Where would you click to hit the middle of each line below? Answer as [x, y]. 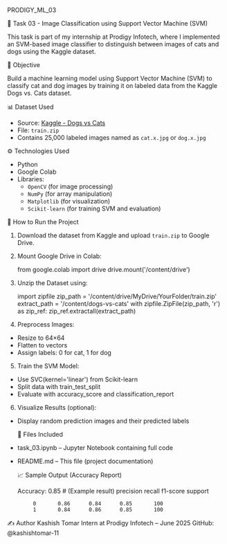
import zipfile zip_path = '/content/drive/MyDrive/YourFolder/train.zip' [117, 296]
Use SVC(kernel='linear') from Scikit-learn [78, 379]
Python [27, 164]
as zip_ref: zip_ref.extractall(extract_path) [76, 311]
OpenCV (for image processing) [70, 187]
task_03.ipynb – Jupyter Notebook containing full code [95, 448]
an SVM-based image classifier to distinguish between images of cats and [113, 44]
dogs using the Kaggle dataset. [52, 52]
